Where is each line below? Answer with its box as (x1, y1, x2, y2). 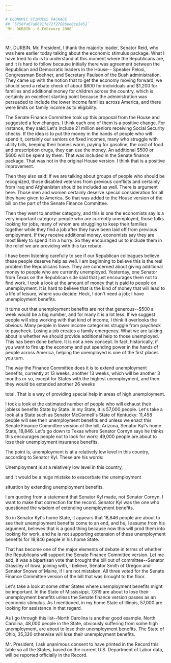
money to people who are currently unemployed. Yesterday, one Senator (5, 269, 158, 275)
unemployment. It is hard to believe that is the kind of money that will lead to (5, 285, 165, 291)
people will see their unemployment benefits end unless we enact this (5, 417, 152, 423)
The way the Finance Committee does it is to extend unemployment (5, 365, 147, 371)
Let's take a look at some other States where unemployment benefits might (5, 583, 163, 589)
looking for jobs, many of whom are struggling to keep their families (5, 221, 147, 227)
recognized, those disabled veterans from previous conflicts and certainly (5, 178, 160, 185)
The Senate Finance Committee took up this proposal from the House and (5, 115, 160, 121)
